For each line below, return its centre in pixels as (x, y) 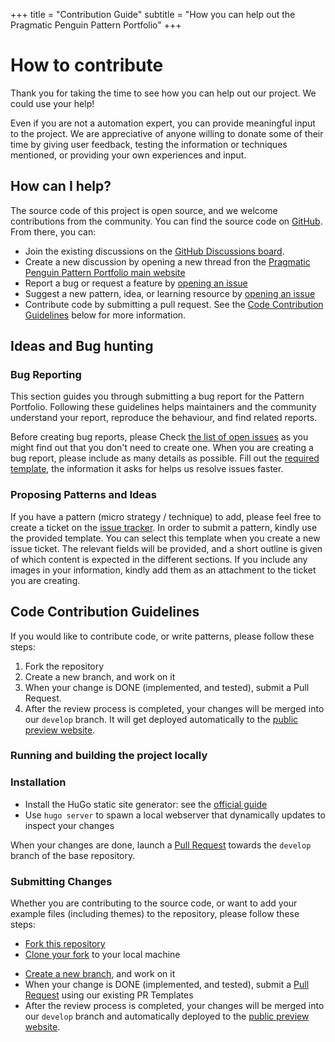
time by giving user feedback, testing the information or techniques (149, 144)
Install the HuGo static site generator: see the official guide (146, 804)
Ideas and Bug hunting (82, 346)
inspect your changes (69, 825)
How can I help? (61, 186)
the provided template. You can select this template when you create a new (165, 538)
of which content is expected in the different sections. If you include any (159, 559)
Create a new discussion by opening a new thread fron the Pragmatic (167, 261)
